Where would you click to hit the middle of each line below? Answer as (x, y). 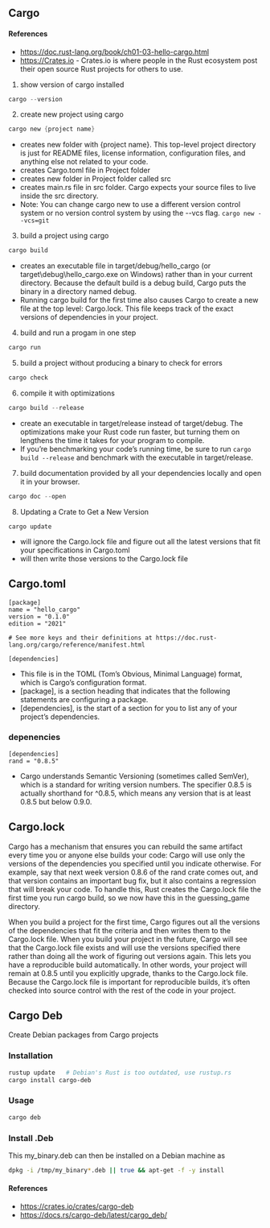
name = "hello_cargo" (45, 610)
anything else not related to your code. (84, 162)
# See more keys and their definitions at (80, 638)
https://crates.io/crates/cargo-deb (77, 1206)
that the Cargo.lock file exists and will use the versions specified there (125, 947)
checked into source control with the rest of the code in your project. (122, 990)
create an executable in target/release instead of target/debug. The (131, 423)
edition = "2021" (37, 623)
